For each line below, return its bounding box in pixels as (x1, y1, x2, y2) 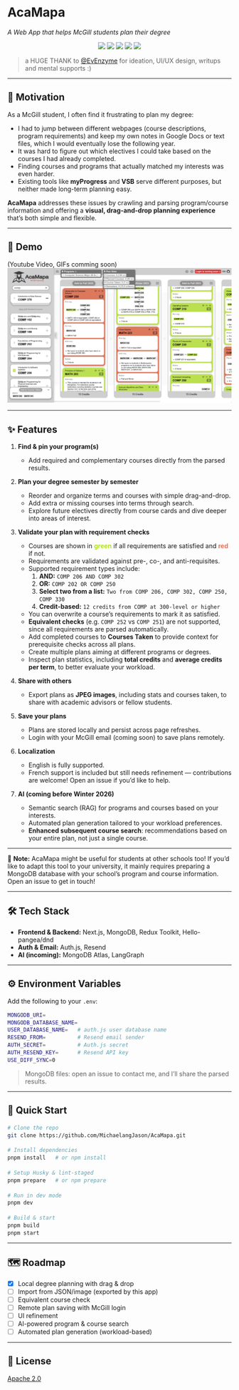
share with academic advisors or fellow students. (28, 698, 173, 706)
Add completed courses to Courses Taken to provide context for (28, 632, 219, 642)
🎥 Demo (7, 241, 43, 253)
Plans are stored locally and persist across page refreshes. (28, 726, 201, 734)
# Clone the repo (7, 1124, 59, 1131)
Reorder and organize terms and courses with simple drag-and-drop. (28, 491, 231, 500)
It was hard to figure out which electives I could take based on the (17, 147, 211, 155)
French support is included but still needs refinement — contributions (28, 768, 232, 777)
